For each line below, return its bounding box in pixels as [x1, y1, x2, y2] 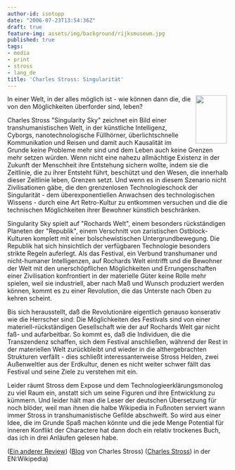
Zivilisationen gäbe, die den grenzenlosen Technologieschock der [7, 184, 198, 192]
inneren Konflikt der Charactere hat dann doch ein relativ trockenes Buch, [7, 426, 221, 435]
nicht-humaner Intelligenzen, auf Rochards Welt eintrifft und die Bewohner [7, 257, 223, 265]
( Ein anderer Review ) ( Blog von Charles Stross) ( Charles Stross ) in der [7, 447, 211, 456]
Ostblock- [179, 227, 208, 236]
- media [7, 50, 30, 57]
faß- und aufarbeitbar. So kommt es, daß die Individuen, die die [7, 330, 191, 338]
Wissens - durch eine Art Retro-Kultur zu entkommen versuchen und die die [7, 198, 228, 207]
